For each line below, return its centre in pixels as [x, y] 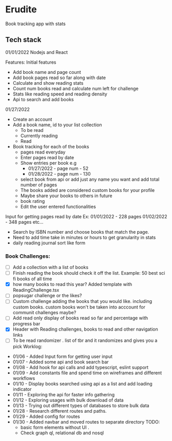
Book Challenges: [28, 256]
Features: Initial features [31, 62]
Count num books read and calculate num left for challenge [75, 88]
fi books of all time [32, 279]
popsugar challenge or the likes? [47, 296]
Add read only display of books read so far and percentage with [80, 318]
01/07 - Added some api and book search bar [61, 362]
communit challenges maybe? [44, 313]
